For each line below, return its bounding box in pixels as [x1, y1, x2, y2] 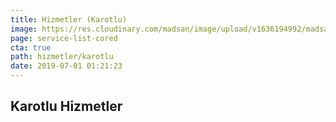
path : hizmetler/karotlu [10, 52, 114, 62]
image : [10, 24, 38, 34]
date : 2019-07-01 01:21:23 [10, 61, 123, 71]
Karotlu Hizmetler [10, 98, 123, 115]
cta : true [10, 42, 52, 53]
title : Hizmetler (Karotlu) [10, 14, 128, 25]
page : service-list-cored [10, 33, 118, 43]
